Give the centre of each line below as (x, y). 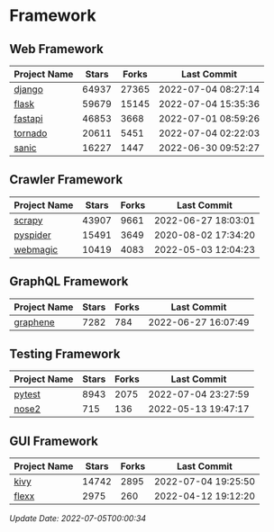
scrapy (28, 220)
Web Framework (56, 49)
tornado (31, 133)
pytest (27, 394)
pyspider (32, 235)
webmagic (36, 249)
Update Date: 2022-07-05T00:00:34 (78, 518)
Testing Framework (65, 354)
